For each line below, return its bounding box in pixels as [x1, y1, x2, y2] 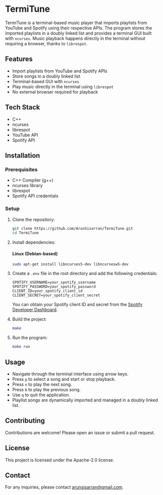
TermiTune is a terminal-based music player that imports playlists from [5, 20, 148, 26]
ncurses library [12, 183, 43, 188]
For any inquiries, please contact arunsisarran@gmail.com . [5, 484, 124, 490]
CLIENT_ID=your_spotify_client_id [12, 289, 83, 294]
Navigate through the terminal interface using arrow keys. [12, 371, 129, 377]
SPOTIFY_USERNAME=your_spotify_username [12, 280, 96, 285]
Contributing [5, 417, 45, 425]
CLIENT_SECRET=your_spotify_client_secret [12, 293, 100, 298]
